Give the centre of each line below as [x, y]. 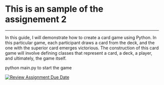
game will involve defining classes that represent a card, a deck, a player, [79, 53]
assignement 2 [36, 19]
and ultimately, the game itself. [36, 58]
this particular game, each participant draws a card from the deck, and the [80, 42]
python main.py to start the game [39, 67]
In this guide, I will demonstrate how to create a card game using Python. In [81, 37]
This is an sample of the [54, 9]
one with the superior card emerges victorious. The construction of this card [82, 48]
